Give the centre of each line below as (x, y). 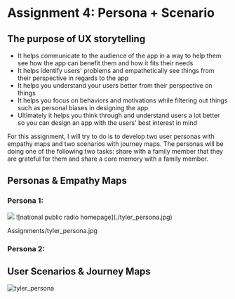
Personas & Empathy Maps (67, 181)
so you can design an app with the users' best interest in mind (107, 123)
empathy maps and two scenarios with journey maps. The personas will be (115, 144)
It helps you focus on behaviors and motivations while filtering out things (122, 100)
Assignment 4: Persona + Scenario (111, 13)
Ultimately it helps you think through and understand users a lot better (119, 115)
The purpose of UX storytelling (76, 39)
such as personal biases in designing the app (83, 108)
